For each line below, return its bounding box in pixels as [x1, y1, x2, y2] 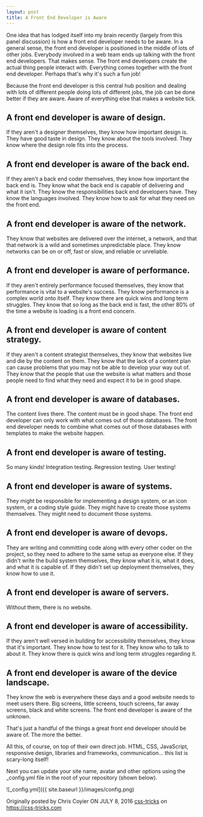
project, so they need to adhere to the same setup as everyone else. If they [6, 550, 194, 557]
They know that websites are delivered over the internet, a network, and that [6, 235, 197, 242]
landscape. [6, 677, 50, 687]
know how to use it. [6, 569, 55, 577]
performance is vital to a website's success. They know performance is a [6, 288, 189, 295]
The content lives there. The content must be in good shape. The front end [6, 410, 193, 417]
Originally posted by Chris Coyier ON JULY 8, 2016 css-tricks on [6, 798, 168, 805]
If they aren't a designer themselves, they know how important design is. [6, 128, 188, 136]
